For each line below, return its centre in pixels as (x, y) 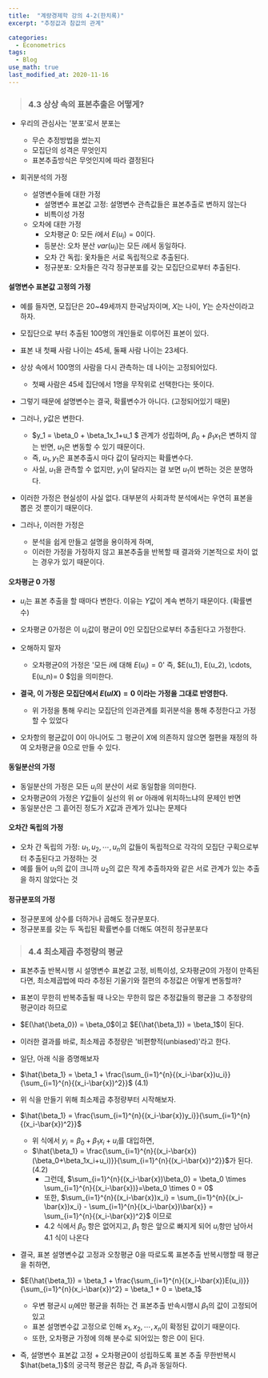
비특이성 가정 (64, 214)
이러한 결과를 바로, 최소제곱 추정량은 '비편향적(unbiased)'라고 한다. (125, 1041)
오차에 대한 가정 (56, 224)
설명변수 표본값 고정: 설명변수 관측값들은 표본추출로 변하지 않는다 (145, 204)
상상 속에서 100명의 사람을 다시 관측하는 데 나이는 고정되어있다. (118, 367)
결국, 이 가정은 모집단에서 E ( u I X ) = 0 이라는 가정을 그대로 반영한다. (124, 693)
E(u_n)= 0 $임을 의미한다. (72, 676)
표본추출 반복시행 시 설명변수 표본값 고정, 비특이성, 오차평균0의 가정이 (129, 970)
